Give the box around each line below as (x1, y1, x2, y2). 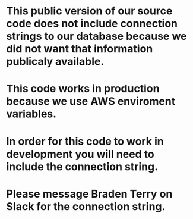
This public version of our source (6, 4, 173, 18)
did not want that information (6, 42, 153, 56)
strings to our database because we (6, 30, 187, 43)
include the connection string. (6, 159, 159, 173)
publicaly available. (6, 55, 105, 68)
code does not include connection (6, 17, 178, 30)
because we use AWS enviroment (6, 95, 176, 108)
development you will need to (6, 147, 154, 161)
